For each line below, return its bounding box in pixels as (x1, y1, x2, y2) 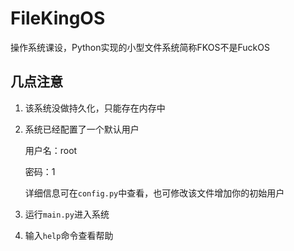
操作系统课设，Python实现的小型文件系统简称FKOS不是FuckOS (10, 41, 270, 53)
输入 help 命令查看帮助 (24, 229, 114, 241)
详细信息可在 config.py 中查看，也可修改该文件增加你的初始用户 (24, 187, 285, 199)
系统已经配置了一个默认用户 (24, 123, 140, 135)
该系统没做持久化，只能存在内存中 (24, 102, 166, 114)
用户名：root (24, 144, 78, 156)
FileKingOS (10, 7, 106, 30)
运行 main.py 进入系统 (24, 208, 110, 220)
